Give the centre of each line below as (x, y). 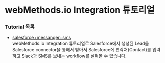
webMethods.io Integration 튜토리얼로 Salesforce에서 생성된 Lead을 (81, 44)
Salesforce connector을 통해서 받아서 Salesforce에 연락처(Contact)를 (82, 50)
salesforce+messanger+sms (42, 38)
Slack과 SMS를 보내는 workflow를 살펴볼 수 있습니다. (74, 56)
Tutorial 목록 (20, 27)
